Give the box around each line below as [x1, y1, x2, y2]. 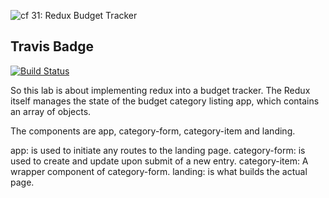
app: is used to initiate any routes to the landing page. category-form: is [10, 144, 306, 156]
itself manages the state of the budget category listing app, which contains [10, 95, 320, 107]
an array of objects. [10, 105, 92, 117]
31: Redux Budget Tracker [31, 10, 138, 21]
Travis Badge [10, 38, 95, 55]
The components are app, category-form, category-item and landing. [10, 125, 296, 137]
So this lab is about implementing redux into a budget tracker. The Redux [10, 84, 311, 96]
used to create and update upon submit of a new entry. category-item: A [10, 155, 309, 167]
